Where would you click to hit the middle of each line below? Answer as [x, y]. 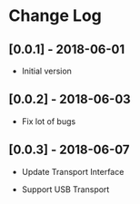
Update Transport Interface [73, 171]
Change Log [55, 16]
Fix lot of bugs [49, 121]
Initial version [46, 71]
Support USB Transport [65, 189]
